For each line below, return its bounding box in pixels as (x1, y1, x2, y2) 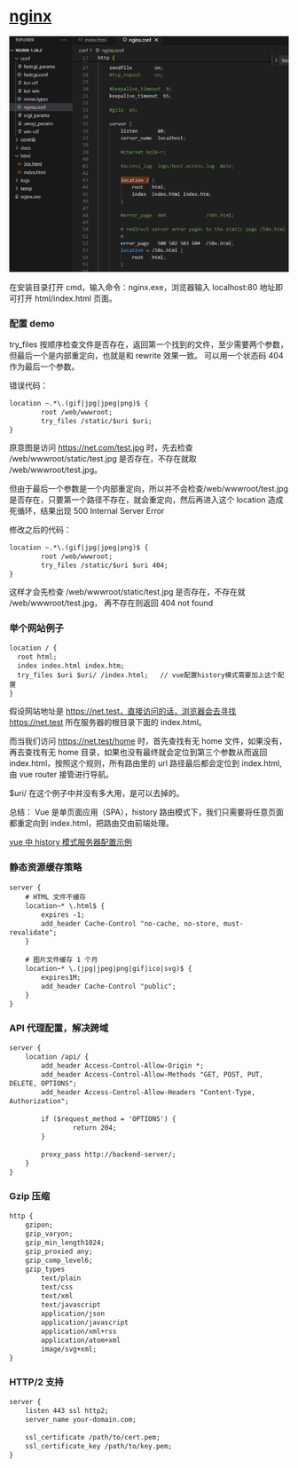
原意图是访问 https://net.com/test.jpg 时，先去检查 (9, 442, 193, 453)
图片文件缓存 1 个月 (32, 955, 98, 964)
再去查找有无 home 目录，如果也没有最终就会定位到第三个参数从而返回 (9, 747, 268, 758)
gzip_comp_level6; (25, 1256, 93, 1266)
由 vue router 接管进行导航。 (9, 770, 114, 780)
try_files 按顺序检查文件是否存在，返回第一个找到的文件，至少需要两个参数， (9, 339, 288, 350)
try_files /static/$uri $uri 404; (41, 561, 169, 570)
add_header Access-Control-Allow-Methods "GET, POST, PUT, (41, 1069, 264, 1079)
